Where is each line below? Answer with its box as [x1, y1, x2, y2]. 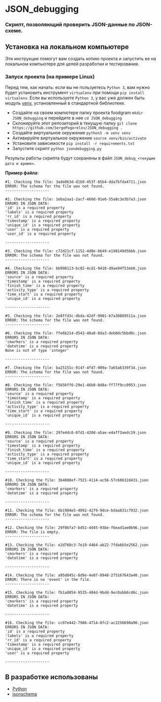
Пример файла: [5, 170, 39, 176]
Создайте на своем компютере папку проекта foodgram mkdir [12, 110, 144, 116]
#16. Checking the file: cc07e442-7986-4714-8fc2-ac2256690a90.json [5, 620, 149, 625]
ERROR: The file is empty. [5, 530, 61, 535]
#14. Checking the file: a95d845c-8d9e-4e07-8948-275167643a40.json [5, 573, 149, 578]
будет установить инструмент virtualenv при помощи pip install [5, 90, 144, 96]
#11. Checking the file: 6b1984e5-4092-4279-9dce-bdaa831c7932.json [5, 508, 149, 513]
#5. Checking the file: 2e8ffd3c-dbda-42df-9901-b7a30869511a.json [5, 314, 147, 319]
